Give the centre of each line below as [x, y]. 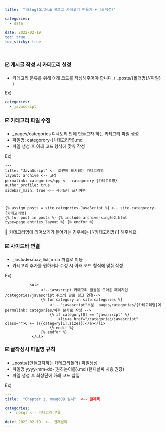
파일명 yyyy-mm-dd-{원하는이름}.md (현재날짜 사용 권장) [68, 369]
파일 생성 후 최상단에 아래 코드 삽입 [46, 375]
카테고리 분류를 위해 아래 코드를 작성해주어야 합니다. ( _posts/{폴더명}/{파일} [86, 78]
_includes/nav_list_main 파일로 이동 [48, 259]
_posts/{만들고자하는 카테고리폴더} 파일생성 [55, 363]
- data [16, 23]
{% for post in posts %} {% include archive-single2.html [66, 218]
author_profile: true [28, 185]
